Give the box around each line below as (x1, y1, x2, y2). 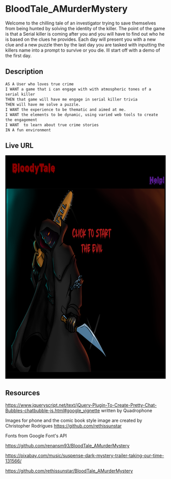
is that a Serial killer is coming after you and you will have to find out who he (5, 31, 165, 37)
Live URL (5, 141, 34, 150)
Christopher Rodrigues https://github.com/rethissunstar (5, 423, 122, 429)
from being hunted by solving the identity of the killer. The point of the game (5, 25, 165, 31)
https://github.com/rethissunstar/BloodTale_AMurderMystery (5, 468, 133, 474)
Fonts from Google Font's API (5, 433, 67, 439)
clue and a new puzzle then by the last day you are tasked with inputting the (5, 41, 165, 47)
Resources (5, 389, 40, 397)
